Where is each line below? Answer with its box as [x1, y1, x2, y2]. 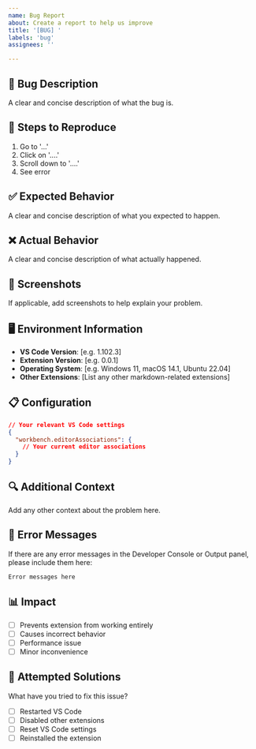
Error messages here [8, 573, 76, 581]
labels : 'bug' [8, 33, 55, 42]
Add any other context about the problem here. [8, 505, 161, 515]
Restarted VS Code [19, 706, 83, 716]
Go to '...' [19, 141, 49, 151]
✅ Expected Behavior [8, 190, 115, 204]
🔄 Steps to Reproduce [8, 121, 117, 134]
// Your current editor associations [22, 443, 147, 451]
